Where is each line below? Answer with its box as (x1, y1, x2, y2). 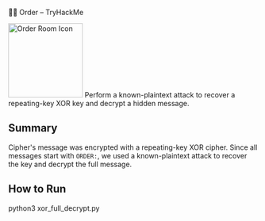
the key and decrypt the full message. (8, 159, 132, 169)
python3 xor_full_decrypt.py (8, 203, 100, 213)
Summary (8, 121, 58, 135)
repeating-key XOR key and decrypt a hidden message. (8, 99, 190, 108)
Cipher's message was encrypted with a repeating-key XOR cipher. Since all (8, 143, 258, 152)
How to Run (8, 182, 67, 196)
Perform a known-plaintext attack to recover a (84, 90, 236, 99)
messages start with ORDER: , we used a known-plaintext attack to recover (8, 151, 248, 160)
